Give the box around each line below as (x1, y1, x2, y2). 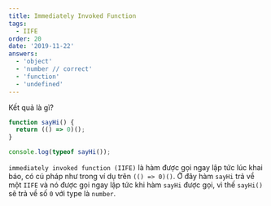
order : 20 (8, 34, 42, 43)
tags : (8, 20, 27, 28)
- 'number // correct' (15, 65, 93, 73)
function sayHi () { (8, 118, 75, 126)
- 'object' (15, 58, 53, 66)
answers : (8, 50, 38, 58)
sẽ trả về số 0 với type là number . (8, 189, 116, 198)
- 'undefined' (15, 80, 63, 88)
